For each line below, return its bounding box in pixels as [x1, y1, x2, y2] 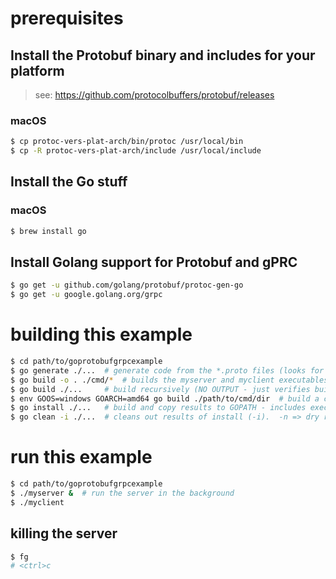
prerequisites [10, 7, 124, 30]
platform [10, 62, 65, 79]
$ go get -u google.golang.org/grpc [10, 290, 163, 300]
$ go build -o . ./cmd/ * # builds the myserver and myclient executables [10, 375, 329, 385]
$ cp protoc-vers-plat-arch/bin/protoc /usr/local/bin [10, 137, 244, 147]
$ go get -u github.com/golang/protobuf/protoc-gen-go [10, 280, 244, 291]
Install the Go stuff [10, 173, 128, 191]
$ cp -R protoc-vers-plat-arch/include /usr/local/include [10, 146, 262, 156]
